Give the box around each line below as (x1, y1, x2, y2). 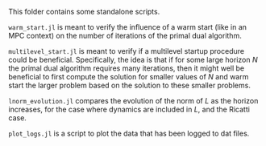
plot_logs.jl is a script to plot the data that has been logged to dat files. (8, 128, 250, 138)
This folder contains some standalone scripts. (8, 7, 160, 16)
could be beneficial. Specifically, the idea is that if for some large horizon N (8, 55, 258, 64)
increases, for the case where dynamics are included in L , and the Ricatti (8, 104, 250, 114)
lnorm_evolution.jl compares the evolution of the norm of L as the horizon (8, 96, 259, 105)
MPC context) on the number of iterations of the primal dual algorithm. (8, 31, 242, 40)
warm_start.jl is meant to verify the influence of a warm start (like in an (8, 22, 247, 31)
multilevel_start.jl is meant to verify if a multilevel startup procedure (8, 47, 244, 55)
